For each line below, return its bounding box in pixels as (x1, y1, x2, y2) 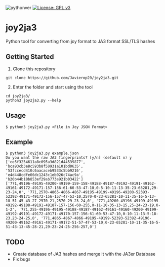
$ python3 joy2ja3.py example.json (5, 151, 79, 156)
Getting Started (5, 52, 54, 61)
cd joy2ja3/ (5, 93, 30, 98)
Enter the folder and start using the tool (12, 84, 93, 90)
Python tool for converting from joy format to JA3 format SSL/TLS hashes (5, 38, 155, 44)
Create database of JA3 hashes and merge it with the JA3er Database (12, 251, 156, 257)
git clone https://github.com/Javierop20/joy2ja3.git (5, 75, 119, 80)
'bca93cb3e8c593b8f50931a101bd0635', (5, 164, 83, 169)
